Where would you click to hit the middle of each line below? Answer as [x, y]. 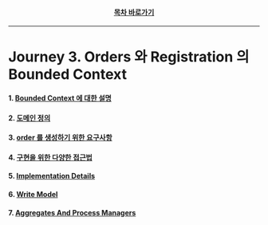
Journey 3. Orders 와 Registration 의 [129, 57]
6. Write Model [33, 194]
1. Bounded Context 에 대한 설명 [60, 98]
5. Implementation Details [52, 176]
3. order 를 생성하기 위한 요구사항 [61, 138]
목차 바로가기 [134, 12]
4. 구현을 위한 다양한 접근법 [51, 157]
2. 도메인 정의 [30, 118]
